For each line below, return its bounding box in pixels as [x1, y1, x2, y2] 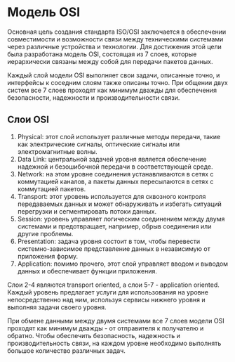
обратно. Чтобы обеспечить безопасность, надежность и [7, 331, 180, 340]
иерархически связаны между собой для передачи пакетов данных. [7, 57, 213, 65]
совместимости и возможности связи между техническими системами [7, 34, 224, 43]
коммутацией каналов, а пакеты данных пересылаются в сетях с [17, 177, 214, 186]
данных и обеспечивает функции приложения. [17, 266, 158, 275]
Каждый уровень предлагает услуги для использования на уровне [7, 287, 209, 296]
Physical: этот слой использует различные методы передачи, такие [17, 132, 221, 141]
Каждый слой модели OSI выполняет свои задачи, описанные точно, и [7, 71, 220, 79]
